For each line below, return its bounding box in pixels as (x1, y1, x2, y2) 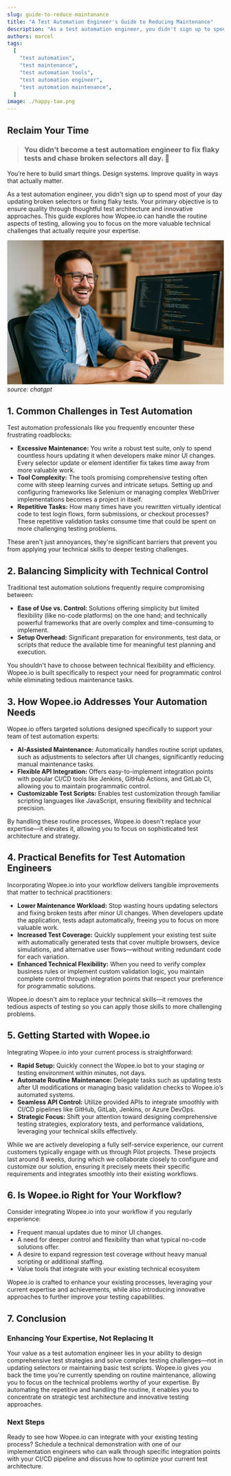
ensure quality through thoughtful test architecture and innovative (7, 204, 193, 213)
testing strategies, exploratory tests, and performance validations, (16, 1120, 204, 1128)
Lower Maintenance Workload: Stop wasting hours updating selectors (16, 901, 219, 909)
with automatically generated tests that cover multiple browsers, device (16, 937, 220, 946)
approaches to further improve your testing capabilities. (7, 1293, 165, 1301)
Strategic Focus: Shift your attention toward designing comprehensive (16, 1112, 217, 1120)
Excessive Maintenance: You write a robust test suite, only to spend (16, 444, 212, 453)
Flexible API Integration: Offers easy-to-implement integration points (16, 767, 214, 775)
